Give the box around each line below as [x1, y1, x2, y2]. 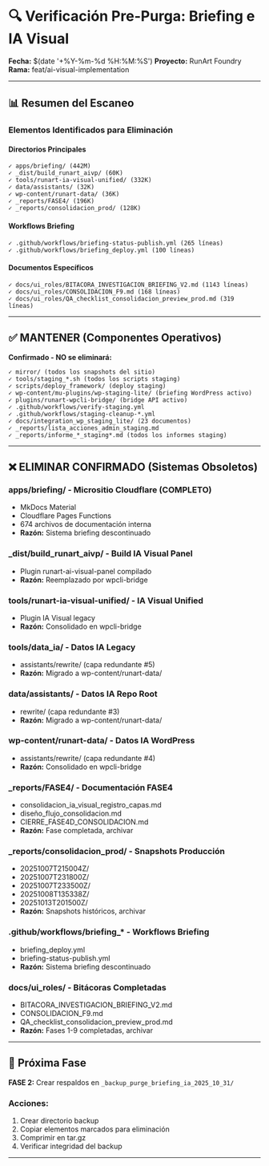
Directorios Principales [8, 144, 86, 154]
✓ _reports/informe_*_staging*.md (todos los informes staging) [8, 431, 227, 439]
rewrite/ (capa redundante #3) [19, 706, 120, 716]
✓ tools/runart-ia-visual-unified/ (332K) [8, 176, 152, 184]
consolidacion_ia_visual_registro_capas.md [19, 800, 162, 810]
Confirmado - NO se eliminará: [8, 352, 112, 362]
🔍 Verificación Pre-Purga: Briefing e [8, 7, 255, 26]
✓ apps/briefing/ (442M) [8, 162, 91, 170]
